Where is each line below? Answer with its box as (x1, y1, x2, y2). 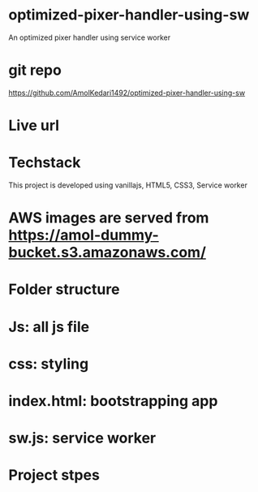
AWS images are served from (8, 209, 209, 227)
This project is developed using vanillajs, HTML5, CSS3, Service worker (8, 180, 247, 190)
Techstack (8, 153, 81, 172)
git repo (8, 61, 62, 80)
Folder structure (8, 280, 120, 299)
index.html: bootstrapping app (8, 391, 218, 410)
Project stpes (8, 466, 100, 485)
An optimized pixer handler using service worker (8, 32, 171, 42)
